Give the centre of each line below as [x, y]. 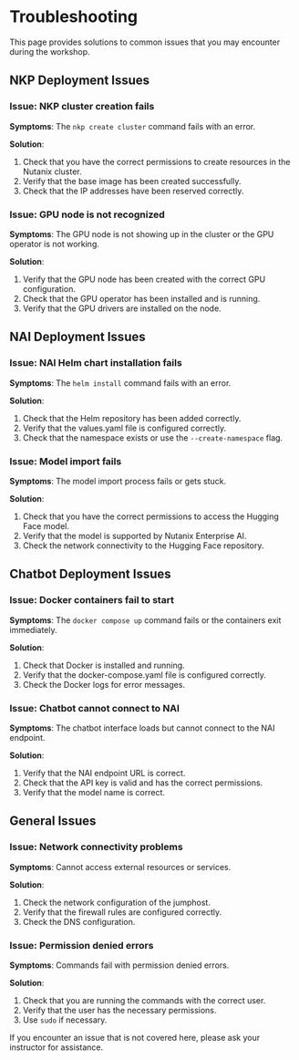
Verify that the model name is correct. [94, 792]
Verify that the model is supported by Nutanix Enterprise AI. [134, 535]
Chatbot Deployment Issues [90, 574]
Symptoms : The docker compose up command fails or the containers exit [145, 620]
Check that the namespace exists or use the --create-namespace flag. [153, 437]
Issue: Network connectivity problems [97, 847]
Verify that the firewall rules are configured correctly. [122, 912]
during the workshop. [50, 51]
